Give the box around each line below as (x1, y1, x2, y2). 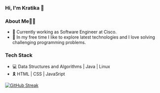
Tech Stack (5, 52, 33, 59)
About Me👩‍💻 (5, 17, 36, 24)
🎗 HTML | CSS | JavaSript (12, 71, 65, 77)
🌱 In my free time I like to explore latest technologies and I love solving (12, 34, 155, 40)
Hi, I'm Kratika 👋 (5, 4, 44, 11)
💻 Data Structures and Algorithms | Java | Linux (12, 63, 110, 69)
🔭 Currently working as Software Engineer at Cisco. (12, 29, 117, 35)
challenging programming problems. (12, 40, 86, 46)
